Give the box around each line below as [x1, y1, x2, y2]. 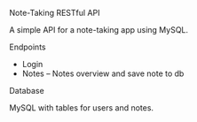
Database [9, 86, 44, 95]
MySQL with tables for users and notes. [9, 103, 154, 113]
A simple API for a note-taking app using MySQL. [9, 25, 189, 34]
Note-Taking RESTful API [9, 8, 100, 18]
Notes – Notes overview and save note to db [21, 68, 185, 79]
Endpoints [9, 42, 46, 52]
